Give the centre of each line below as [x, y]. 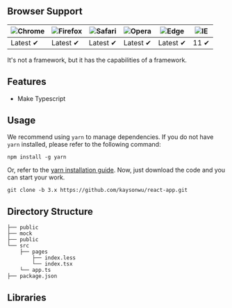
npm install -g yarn [37, 157]
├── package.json [32, 276]
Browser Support [45, 11]
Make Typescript [41, 98]
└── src [18, 246]
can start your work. [36, 177]
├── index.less [54, 258]
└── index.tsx [52, 264]
